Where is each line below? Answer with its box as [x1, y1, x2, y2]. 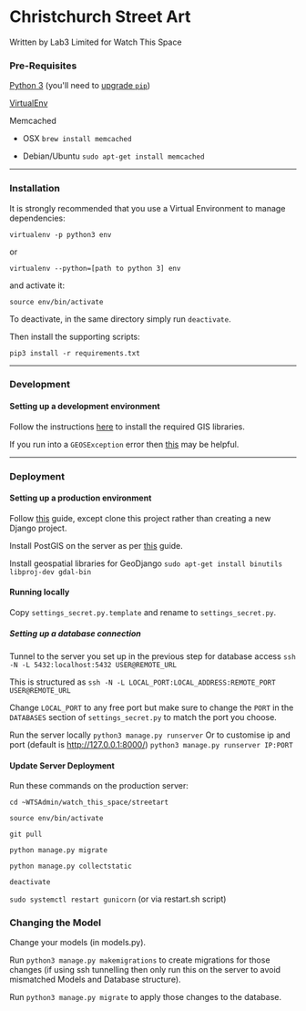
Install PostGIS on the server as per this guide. [9, 540, 184, 551]
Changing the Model [9, 916, 102, 929]
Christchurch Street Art [9, 6, 191, 27]
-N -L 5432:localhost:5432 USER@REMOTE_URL [9, 660, 178, 669]
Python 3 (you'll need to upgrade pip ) [9, 80, 151, 91]
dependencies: [9, 212, 66, 223]
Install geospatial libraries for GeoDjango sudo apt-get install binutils [9, 558, 283, 569]
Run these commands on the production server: [9, 780, 189, 791]
